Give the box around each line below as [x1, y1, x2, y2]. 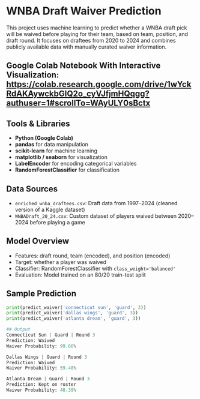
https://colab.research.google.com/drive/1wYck [6, 79, 192, 89]
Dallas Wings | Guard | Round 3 [6, 354, 87, 360]
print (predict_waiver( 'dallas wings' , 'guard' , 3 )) [6, 310, 138, 316]
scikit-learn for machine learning [14, 147, 97, 154]
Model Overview [6, 236, 69, 247]
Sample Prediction [6, 289, 77, 299]
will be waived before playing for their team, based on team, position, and [6, 30, 188, 37]
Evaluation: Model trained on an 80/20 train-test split [14, 271, 146, 278]
